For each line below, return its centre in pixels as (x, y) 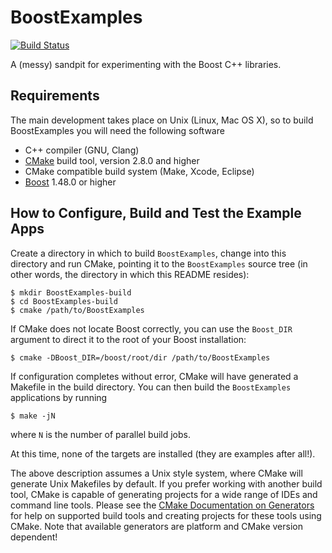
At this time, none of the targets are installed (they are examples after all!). (163, 453)
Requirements (55, 96)
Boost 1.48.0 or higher (70, 182)
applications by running (59, 397)
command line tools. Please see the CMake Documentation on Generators (162, 505)
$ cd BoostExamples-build (64, 301)
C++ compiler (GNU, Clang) (82, 150)
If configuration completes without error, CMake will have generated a (154, 376)
